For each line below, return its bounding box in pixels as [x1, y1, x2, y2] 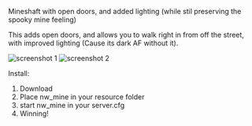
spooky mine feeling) [8, 15, 77, 24]
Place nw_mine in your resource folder [19, 92, 145, 101]
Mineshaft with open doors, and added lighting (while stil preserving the [8, 7, 242, 16]
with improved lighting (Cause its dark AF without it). [8, 38, 179, 48]
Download [19, 84, 54, 93]
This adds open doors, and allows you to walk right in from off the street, [8, 31, 244, 39]
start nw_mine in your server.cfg [19, 101, 124, 110]
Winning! [19, 109, 49, 118]
